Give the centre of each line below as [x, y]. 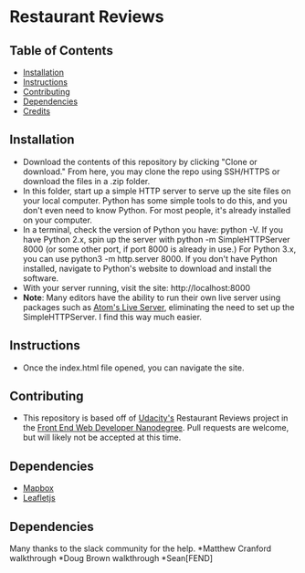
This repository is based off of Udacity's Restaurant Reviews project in [155, 418]
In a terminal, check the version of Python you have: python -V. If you [153, 229]
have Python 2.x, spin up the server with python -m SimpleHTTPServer [156, 239]
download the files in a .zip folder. [86, 181]
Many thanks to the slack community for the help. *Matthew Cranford [141, 548]
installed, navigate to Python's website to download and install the [147, 268]
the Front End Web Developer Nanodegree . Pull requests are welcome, [156, 428]
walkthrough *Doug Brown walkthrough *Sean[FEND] [111, 558]
